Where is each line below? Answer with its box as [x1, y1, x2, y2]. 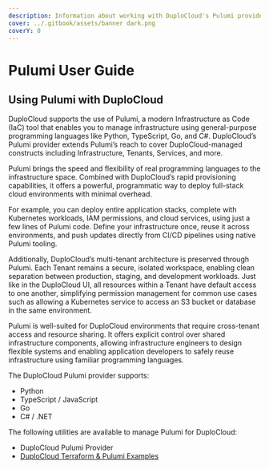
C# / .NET [19, 412, 53, 422]
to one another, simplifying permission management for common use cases [8, 289, 258, 298]
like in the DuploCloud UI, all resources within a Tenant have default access [8, 280, 257, 289]
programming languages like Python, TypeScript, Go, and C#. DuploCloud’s [8, 131, 257, 141]
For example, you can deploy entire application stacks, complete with [8, 205, 237, 215]
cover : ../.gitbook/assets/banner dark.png [8, 19, 156, 27]
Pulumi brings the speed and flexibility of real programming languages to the [8, 164, 261, 173]
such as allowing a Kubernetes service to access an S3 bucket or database [8, 297, 256, 307]
